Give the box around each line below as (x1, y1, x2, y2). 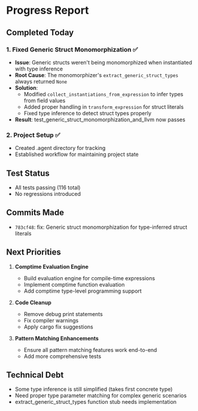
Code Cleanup (14, 299, 52, 306)
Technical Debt (6, 370, 64, 380)
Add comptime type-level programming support (23, 287, 142, 295)
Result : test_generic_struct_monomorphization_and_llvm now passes (14, 116, 185, 123)
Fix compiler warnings (23, 317, 79, 324)
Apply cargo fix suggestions (23, 323, 94, 330)
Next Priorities (6, 247, 62, 257)
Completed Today (6, 27, 74, 38)
